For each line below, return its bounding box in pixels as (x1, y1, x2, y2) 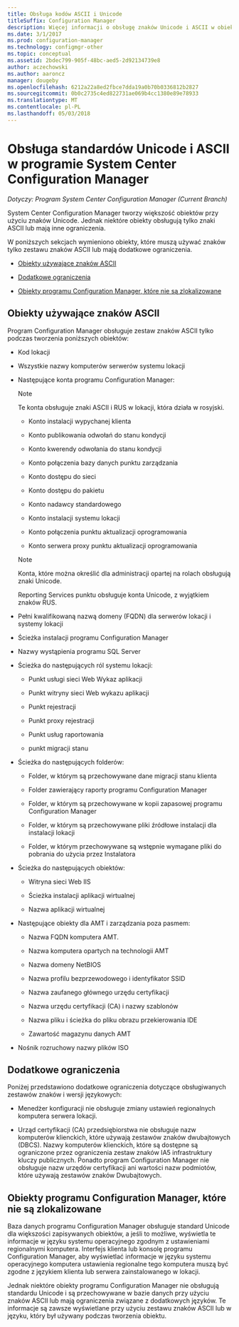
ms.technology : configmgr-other (7, 44, 103, 51)
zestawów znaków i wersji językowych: (7, 1090, 122, 1099)
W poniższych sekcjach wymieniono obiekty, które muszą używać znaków (7, 237, 226, 246)
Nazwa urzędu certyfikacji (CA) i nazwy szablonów (28, 1001, 179, 1010)
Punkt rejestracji (28, 702, 76, 711)
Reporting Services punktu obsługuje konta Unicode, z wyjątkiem (17, 590, 210, 599)
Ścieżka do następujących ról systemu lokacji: (17, 661, 153, 670)
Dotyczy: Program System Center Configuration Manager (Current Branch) (7, 194, 228, 203)
